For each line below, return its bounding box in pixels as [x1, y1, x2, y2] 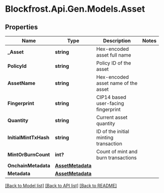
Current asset [96, 114, 128, 121]
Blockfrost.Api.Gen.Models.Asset [5, 3, 145, 15]
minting [96, 134, 114, 141]
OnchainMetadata [7, 162, 50, 169]
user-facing [96, 100, 124, 107]
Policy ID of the [96, 60, 131, 66]
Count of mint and [96, 148, 138, 155]
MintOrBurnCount [7, 151, 50, 158]
